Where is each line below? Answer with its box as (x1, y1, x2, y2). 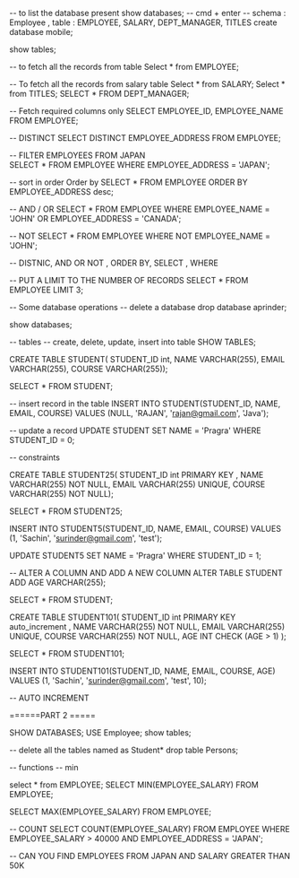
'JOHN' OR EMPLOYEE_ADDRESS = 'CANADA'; (9, 213, 182, 223)
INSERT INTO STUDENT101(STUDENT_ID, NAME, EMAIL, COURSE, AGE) (9, 665, 276, 676)
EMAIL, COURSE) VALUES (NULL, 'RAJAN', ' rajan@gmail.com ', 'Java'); (9, 408, 269, 418)
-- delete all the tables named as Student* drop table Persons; (9, 744, 239, 755)
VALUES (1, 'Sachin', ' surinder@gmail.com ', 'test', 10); (9, 675, 208, 685)
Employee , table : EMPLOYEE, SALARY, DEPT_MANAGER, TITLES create (9, 17, 278, 28)
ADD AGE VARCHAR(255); (9, 578, 107, 587)
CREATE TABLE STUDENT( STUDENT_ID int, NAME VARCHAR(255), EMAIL (9, 354, 286, 364)
